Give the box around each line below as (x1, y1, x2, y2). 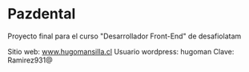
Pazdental (7, 5, 76, 23)
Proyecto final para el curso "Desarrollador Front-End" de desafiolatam (7, 31, 242, 41)
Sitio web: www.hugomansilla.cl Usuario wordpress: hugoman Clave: (7, 46, 235, 56)
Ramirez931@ (7, 55, 53, 65)
